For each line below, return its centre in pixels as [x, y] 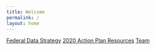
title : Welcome [26, 12]
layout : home [23, 23]
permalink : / [23, 18]
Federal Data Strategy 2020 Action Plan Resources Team [78, 41]
